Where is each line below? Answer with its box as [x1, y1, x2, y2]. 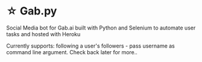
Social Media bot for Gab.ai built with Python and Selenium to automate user [6, 24, 196, 31]
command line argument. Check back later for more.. [6, 48, 137, 55]
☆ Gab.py [6, 4, 57, 18]
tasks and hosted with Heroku [6, 30, 81, 37]
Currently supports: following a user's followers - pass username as [6, 42, 175, 49]
